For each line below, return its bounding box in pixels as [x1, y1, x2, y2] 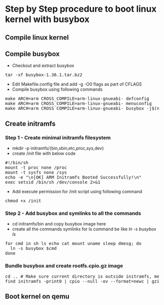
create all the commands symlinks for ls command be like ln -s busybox [12, 226, 157, 232]
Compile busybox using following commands [12, 86, 103, 92]
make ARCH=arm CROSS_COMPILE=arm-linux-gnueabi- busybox [5, 106, 144, 111]
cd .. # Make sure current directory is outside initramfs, [5, 273, 152, 279]
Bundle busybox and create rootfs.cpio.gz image [5, 263, 123, 269]
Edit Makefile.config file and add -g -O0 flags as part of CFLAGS [12, 81, 142, 87]
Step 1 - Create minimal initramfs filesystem [5, 134, 111, 141]
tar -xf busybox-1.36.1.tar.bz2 [5, 72, 82, 78]
